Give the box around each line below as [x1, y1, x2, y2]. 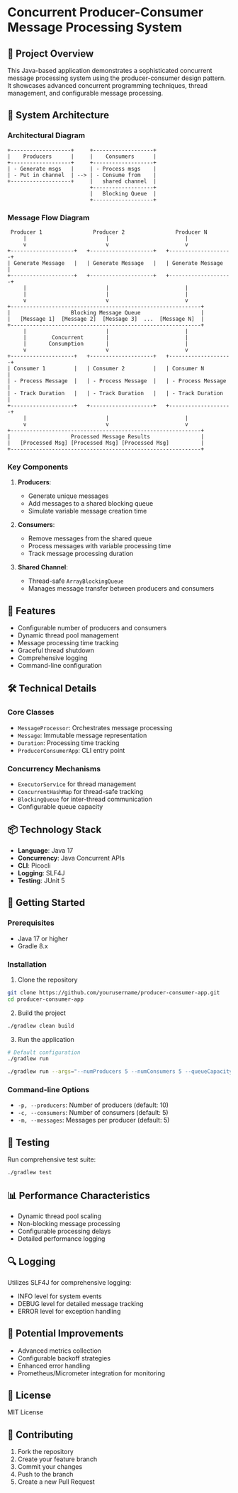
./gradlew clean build [7, 1022, 74, 1029]
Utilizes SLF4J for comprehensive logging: [7, 1278, 132, 1286]
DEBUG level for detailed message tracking [17, 1299, 144, 1307]
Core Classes [7, 708, 55, 717]
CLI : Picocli [17, 861, 51, 870]
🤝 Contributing [7, 1429, 74, 1441]
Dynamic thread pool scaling [17, 1212, 101, 1220]
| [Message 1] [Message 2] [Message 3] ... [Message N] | [7, 315, 204, 322]
